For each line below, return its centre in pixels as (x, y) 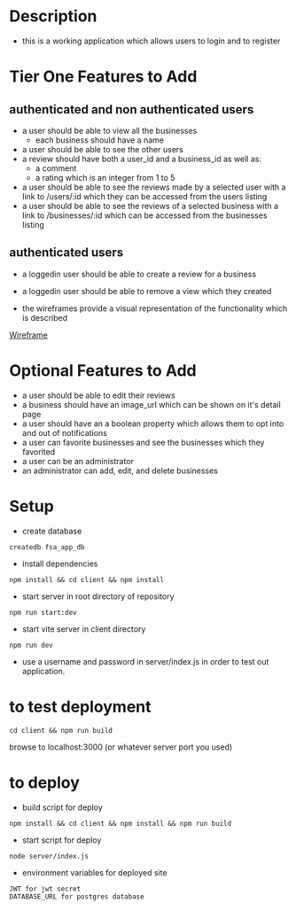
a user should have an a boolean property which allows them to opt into (153, 424)
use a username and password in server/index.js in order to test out (145, 661)
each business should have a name (99, 140)
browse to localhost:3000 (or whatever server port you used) (121, 747)
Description (53, 16)
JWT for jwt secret (45, 889)
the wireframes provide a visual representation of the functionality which (155, 308)
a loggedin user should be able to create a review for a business (139, 274)
